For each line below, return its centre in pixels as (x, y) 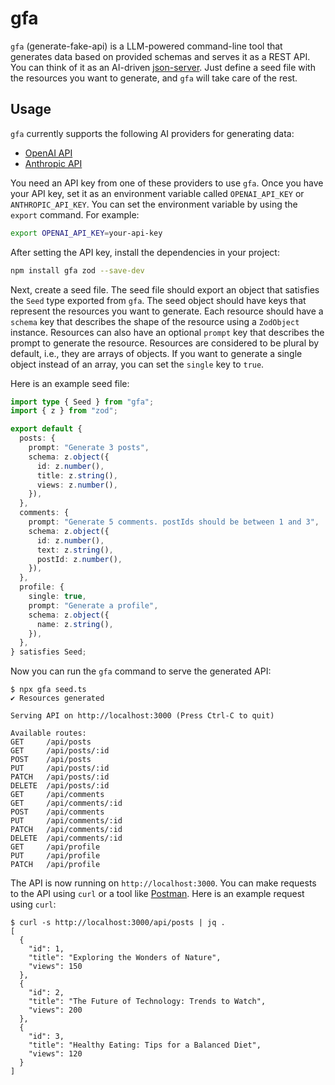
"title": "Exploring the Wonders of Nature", (125, 958)
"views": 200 (55, 1010)
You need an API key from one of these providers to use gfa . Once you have (167, 183)
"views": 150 (55, 967)
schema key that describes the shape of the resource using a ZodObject (155, 321)
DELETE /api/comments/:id (66, 838)
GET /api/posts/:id (60, 751)
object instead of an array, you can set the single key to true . (137, 364)
